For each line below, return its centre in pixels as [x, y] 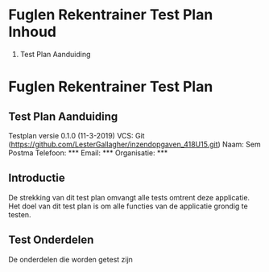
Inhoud [32, 32]
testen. [20, 214]
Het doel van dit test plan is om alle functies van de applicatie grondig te [128, 206]
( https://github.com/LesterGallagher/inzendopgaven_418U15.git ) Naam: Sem [134, 144]
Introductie [37, 178]
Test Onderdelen [51, 240]
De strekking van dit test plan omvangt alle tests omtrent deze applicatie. [129, 197]
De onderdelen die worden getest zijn [70, 259]
